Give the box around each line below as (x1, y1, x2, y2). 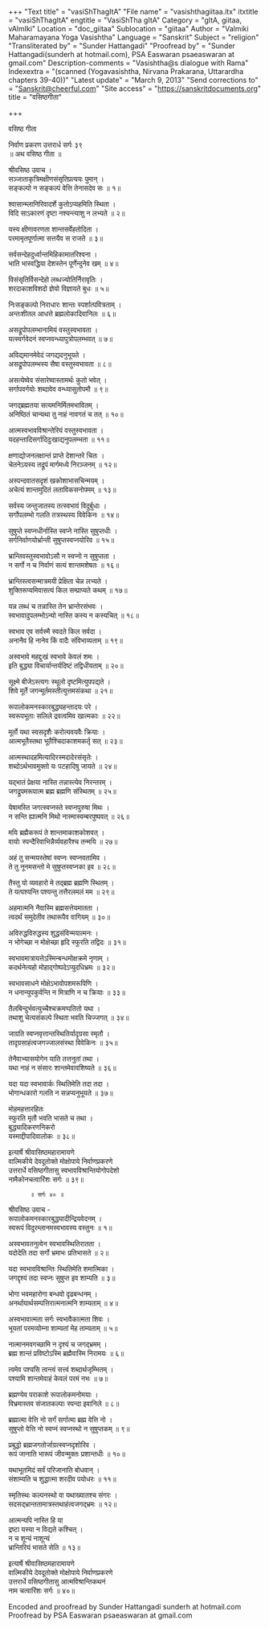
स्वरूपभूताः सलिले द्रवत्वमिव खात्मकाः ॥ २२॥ (8, 711, 120, 721)
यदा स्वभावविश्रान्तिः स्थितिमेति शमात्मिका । (8, 1264, 115, 1273)
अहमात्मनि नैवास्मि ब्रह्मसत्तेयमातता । (8, 903, 100, 912)
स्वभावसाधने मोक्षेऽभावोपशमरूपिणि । (8, 979, 99, 988)
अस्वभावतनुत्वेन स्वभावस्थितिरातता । (8, 1239, 102, 1248)
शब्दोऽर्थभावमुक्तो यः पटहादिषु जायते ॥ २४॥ (8, 762, 117, 771)
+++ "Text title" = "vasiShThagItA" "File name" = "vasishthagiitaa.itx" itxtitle (8, 7, 259, 16)
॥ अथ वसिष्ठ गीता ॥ (8, 149, 62, 158)
